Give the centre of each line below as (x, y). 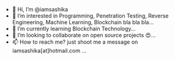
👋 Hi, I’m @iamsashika (40, 9)
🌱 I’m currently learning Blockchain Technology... (74, 28)
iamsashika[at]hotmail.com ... (49, 51)
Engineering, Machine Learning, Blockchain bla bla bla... (83, 22)
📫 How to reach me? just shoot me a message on (75, 42)
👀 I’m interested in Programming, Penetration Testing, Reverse (90, 16)
